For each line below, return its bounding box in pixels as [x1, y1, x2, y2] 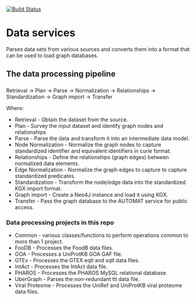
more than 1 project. [14, 238, 64, 245]
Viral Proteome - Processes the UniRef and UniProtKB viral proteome [14, 282, 182, 289]
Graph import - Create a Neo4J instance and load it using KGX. [14, 191, 168, 198]
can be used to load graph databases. [6, 52, 99, 59]
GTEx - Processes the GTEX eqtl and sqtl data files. [14, 257, 140, 263]
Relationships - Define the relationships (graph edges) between [14, 153, 169, 160]
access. [14, 203, 34, 210]
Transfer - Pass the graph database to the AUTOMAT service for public [14, 197, 188, 205]
